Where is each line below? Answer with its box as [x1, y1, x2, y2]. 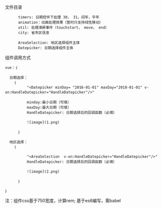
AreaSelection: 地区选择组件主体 [18, 40, 80, 45]
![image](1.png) [26, 120, 60, 125]
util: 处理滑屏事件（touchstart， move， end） [18, 25, 109, 30]
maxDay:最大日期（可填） [26, 105, 72, 110]
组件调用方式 [5, 55, 31, 60]
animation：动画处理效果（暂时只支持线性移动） [18, 20, 103, 25]
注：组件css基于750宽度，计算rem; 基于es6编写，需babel [5, 198, 121, 203]
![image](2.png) [26, 169, 60, 174]
